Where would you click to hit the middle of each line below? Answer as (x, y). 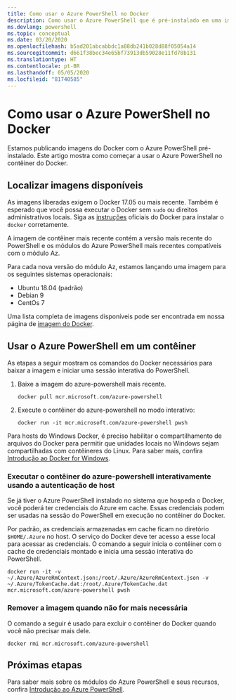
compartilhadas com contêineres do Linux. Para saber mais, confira (105, 451)
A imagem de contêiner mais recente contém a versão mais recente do (110, 238)
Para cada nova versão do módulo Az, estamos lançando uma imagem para (117, 267)
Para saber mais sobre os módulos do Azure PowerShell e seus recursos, (113, 682)
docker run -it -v (34, 572)
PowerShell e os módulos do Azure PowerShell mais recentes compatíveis (114, 246)
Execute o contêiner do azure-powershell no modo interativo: (106, 410)
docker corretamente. (38, 225)
